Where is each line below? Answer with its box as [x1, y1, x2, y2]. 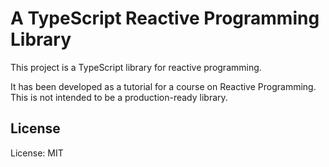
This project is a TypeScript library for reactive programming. [10, 61, 262, 73]
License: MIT [10, 147, 64, 159]
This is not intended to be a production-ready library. [10, 91, 228, 103]
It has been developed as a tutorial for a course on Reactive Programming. [10, 80, 317, 92]
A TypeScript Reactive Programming [10, 7, 320, 30]
